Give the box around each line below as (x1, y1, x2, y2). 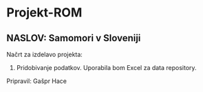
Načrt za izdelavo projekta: (6, 50, 83, 58)
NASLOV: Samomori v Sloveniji (6, 32, 141, 44)
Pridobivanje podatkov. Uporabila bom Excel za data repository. (16, 64, 197, 71)
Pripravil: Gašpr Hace (6, 77, 67, 85)
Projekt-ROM (6, 5, 83, 21)
